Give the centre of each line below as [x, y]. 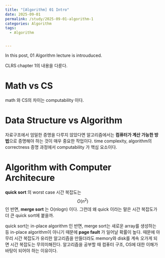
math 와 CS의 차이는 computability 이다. [45, 100]
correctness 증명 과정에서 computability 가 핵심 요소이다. [61, 147]
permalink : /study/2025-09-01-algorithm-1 [49, 19]
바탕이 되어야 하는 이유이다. [32, 251]
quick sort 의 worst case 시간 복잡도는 [43, 192]
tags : [11, 28]
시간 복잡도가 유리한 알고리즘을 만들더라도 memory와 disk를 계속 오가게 [83, 238]
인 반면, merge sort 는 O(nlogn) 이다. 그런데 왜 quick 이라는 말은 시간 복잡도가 [81, 209]
